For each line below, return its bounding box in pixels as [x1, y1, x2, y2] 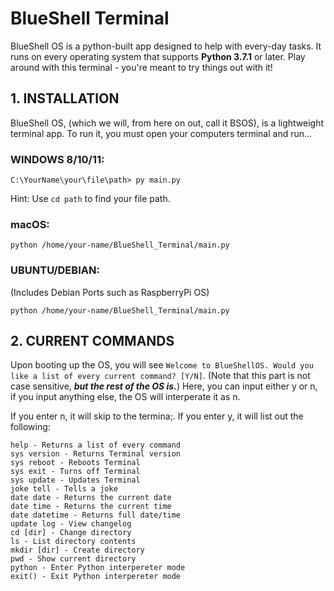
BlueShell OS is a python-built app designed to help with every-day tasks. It [10, 40, 322, 52]
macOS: [10, 217, 50, 231]
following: [10, 421, 51, 433]
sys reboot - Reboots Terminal [10, 458, 141, 468]
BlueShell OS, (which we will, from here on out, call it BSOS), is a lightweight [10, 117, 325, 129]
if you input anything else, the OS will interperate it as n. [10, 391, 241, 403]
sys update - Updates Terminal [10, 475, 141, 486]
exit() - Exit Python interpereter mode [10, 572, 182, 582]
